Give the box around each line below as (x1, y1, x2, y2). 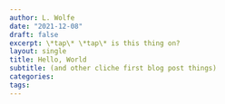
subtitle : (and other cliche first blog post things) (9, 64, 218, 73)
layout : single (9, 47, 67, 56)
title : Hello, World (9, 55, 88, 64)
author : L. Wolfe (9, 13, 75, 23)
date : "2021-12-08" (9, 22, 83, 31)
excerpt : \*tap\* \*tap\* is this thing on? (9, 38, 181, 48)
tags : (9, 80, 30, 90)
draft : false (9, 30, 59, 39)
